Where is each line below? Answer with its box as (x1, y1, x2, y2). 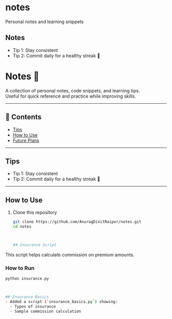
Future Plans (12, 137, 39, 143)
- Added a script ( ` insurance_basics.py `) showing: (5, 299, 118, 304)
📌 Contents (5, 112, 42, 122)
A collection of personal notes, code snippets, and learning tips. (5, 87, 140, 93)
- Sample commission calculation (10, 309, 81, 314)
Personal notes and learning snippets (5, 18, 84, 25)
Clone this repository (12, 210, 57, 216)
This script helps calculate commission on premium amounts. (5, 251, 135, 258)
